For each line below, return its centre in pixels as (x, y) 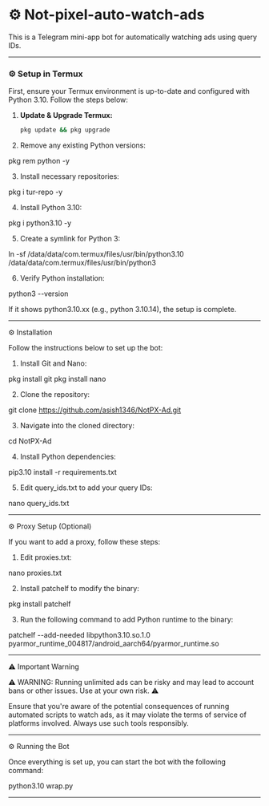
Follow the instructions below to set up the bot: (86, 348)
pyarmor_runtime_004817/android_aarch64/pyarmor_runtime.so (114, 644)
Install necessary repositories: (70, 176)
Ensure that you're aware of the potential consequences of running (119, 707)
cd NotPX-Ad (30, 441)
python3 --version (38, 294)
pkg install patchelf (40, 604)
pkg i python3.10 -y (40, 223)
